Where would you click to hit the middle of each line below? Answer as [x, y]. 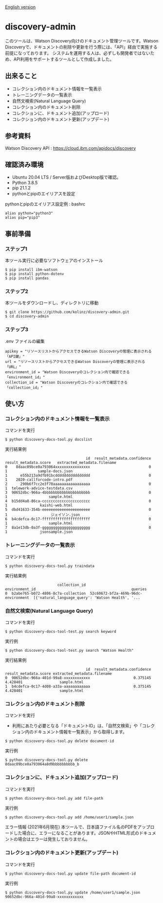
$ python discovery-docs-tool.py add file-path [54, 798]
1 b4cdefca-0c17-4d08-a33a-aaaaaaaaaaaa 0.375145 [78, 686]
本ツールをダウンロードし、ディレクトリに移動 [52, 303]
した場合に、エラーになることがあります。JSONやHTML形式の [76, 833]
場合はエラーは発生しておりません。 [54, 839]
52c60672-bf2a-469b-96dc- [116, 593]
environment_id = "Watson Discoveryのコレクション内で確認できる [67, 372]
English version [20, 7]
